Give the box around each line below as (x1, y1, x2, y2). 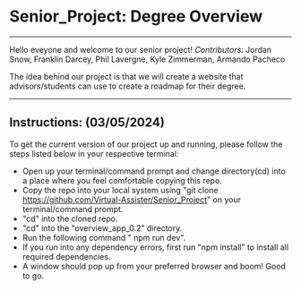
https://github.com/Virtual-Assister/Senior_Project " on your (21, 194, 242, 205)
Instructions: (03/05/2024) (9, 115, 166, 131)
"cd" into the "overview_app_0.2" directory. (21, 222, 183, 234)
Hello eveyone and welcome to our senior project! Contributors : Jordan (9, 44, 271, 55)
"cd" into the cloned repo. (21, 213, 118, 224)
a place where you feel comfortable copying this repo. (21, 175, 222, 185)
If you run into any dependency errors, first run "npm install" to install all (21, 242, 289, 252)
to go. (21, 270, 45, 281)
